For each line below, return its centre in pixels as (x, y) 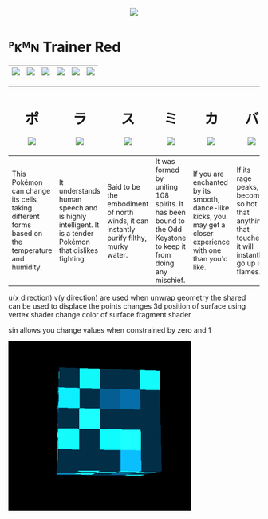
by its (202, 191)
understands (80, 191)
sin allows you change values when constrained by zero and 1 (110, 330)
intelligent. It (79, 225)
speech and (78, 208)
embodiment (128, 203)
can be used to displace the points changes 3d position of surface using (127, 306)
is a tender (76, 234)
